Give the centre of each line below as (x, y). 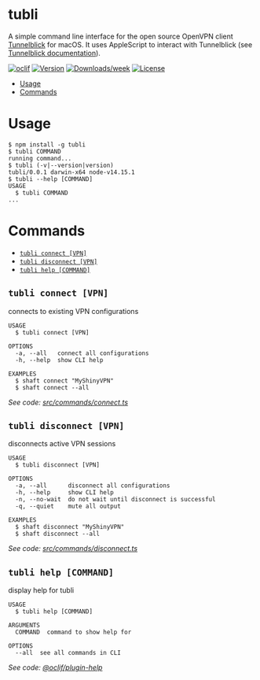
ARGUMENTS (24, 626)
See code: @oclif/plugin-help (55, 667)
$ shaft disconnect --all (58, 534)
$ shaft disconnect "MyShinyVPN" (70, 527)
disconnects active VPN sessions (62, 444)
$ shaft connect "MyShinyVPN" (64, 381)
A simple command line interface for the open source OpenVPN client (121, 36)
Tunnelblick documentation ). (54, 53)
